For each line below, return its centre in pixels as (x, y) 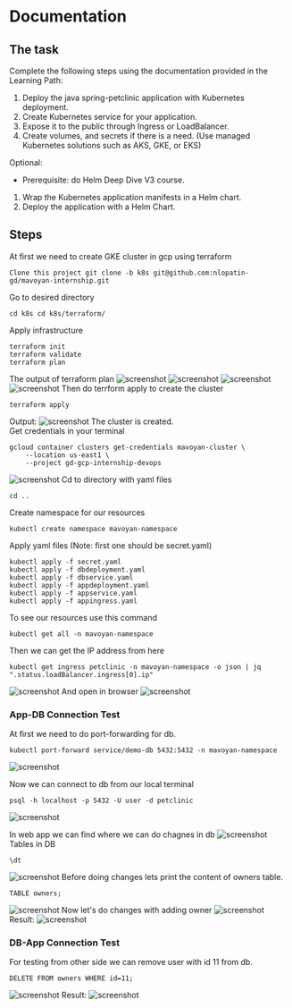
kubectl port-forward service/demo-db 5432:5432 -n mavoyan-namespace (143, 750)
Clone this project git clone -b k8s (79, 273)
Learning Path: (36, 80)
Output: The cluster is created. (92, 421)
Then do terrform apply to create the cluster (142, 388)
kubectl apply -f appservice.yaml (74, 593)
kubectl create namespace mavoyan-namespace (93, 529)
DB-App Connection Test (65, 943)
